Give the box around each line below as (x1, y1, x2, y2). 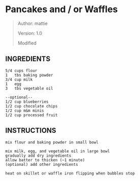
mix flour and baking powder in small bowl (5, 139, 99, 145)
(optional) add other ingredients (5, 162, 79, 167)
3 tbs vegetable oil (5, 86, 53, 91)
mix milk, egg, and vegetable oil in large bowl (5, 149, 110, 154)
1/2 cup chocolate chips (5, 103, 58, 108)
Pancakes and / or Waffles (5, 4, 118, 15)
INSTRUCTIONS (5, 126, 57, 135)
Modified (17, 40, 37, 46)
